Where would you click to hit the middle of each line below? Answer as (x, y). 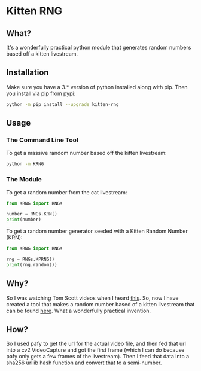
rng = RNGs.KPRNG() (31, 259)
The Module (24, 180)
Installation (28, 73)
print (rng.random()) (32, 264)
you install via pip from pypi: (41, 93)
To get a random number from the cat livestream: (67, 192)
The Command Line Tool (42, 140)
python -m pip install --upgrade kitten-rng (63, 104)
